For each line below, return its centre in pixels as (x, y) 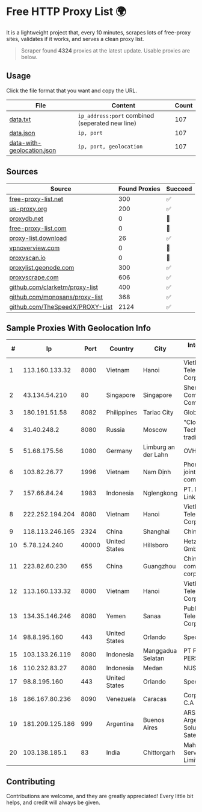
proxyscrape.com (34, 277)
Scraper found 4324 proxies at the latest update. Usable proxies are (106, 50)
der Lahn (156, 455)
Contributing (31, 782)
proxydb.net (26, 218)
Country (122, 349)
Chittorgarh (159, 753)
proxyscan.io (28, 258)
